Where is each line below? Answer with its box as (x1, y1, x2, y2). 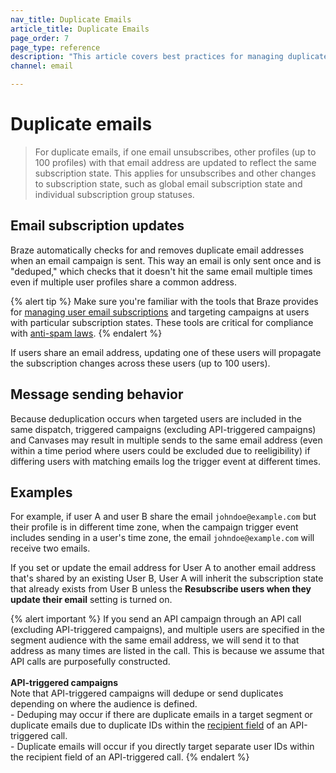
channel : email (10, 61, 74, 71)
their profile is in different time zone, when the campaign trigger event (10, 521, 299, 533)
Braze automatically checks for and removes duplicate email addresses (10, 244, 305, 256)
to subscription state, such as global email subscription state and (34, 177, 303, 190)
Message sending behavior (10, 386, 184, 403)
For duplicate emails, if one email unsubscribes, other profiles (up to (34, 146, 317, 158)
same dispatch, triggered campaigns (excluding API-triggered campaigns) (10, 423, 317, 435)
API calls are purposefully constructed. (10, 656, 171, 668)
